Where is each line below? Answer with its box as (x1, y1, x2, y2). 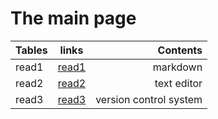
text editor (154, 76, 203, 90)
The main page (10, 7, 137, 30)
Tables (15, 43, 48, 57)
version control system (95, 92, 203, 106)
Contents (157, 43, 203, 57)
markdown (152, 60, 203, 74)
